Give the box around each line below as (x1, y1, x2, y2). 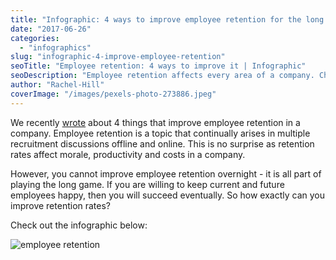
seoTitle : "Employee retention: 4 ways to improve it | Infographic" (10, 61, 307, 71)
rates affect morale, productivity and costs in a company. (10, 148, 246, 160)
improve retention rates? (10, 199, 112, 211)
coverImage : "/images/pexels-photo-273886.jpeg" (10, 89, 217, 99)
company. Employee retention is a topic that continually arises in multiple (10, 127, 311, 139)
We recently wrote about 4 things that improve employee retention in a (10, 116, 301, 128)
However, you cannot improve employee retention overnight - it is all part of (10, 167, 322, 180)
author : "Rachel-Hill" (10, 80, 105, 90)
